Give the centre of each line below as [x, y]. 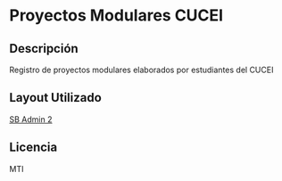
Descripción [44, 49]
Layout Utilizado [56, 98]
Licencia [33, 148]
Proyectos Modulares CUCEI [116, 16]
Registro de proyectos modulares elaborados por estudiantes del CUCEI [141, 70]
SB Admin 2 [31, 119]
